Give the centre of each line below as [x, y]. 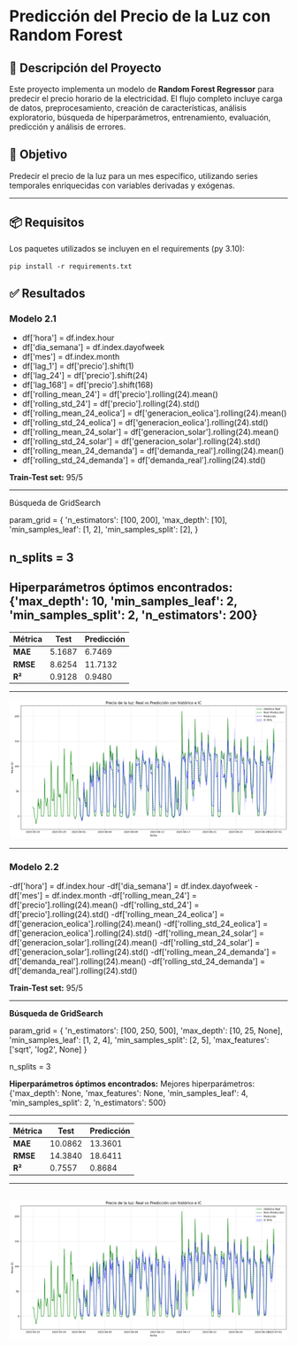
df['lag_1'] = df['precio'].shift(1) [78, 366]
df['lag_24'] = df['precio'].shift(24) [85, 376]
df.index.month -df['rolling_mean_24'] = [124, 896]
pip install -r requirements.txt [71, 266]
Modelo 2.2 [34, 867]
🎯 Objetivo [38, 155]
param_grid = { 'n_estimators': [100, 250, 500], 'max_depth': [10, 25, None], [146, 1031]
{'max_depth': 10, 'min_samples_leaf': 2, [123, 601]
